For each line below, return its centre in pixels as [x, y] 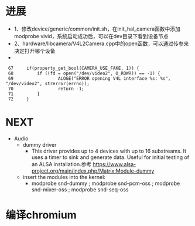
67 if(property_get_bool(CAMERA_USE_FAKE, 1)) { [74, 68]
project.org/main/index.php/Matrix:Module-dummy [93, 171]
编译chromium [41, 215]
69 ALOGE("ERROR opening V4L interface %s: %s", [89, 78]
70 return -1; [46, 89]
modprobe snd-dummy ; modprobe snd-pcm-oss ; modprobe [106, 183]
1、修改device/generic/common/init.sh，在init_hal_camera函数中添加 [97, 29]
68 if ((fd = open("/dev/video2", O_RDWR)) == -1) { [84, 73]
